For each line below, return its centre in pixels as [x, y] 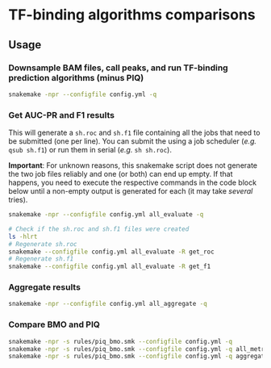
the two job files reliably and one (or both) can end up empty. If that [121, 174]
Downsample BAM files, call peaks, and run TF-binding [118, 68]
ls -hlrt [23, 236]
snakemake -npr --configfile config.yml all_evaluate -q [106, 215]
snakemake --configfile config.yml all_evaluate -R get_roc [112, 252]
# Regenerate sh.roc [43, 244]
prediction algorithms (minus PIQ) [76, 77]
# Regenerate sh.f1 [41, 259]
